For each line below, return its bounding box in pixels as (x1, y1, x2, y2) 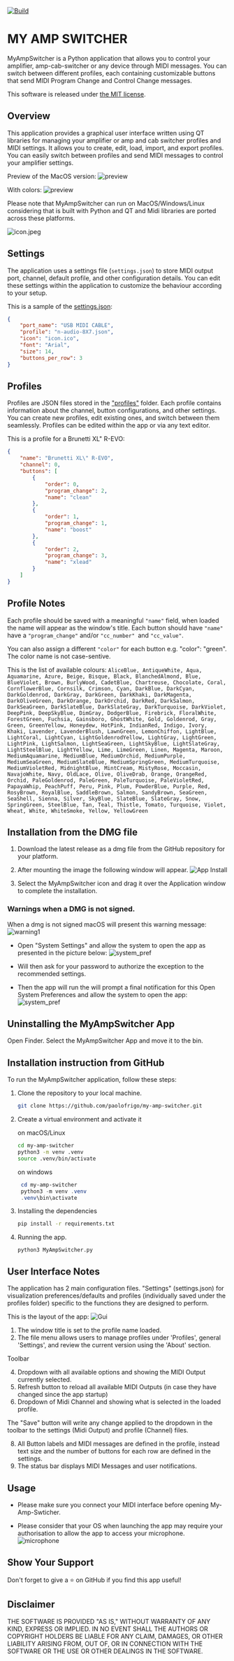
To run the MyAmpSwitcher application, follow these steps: (7, 1075, 177, 1084)
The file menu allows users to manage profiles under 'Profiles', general (17, 1333, 221, 1342)
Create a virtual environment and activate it (17, 1115, 142, 1124)
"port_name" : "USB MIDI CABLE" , (20, 322, 114, 329)
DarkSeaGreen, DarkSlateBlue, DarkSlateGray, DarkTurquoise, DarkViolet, (7, 703, 227, 711)
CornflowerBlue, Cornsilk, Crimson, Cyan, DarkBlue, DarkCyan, (7, 685, 196, 692)
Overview (7, 110, 51, 122)
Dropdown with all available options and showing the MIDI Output (17, 1368, 206, 1377)
